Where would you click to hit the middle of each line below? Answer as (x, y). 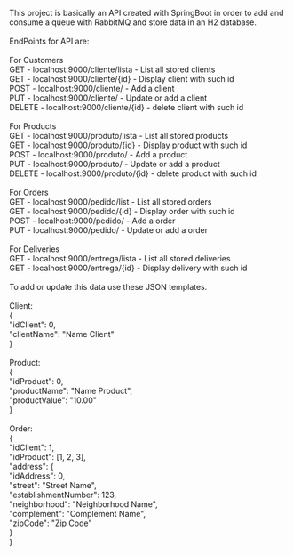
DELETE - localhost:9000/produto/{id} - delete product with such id (133, 173)
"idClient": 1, (32, 447)
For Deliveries (35, 249)
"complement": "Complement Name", (78, 514)
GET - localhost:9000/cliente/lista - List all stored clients (112, 69)
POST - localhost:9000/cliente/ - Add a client (92, 88)
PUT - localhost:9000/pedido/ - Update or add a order (109, 230)
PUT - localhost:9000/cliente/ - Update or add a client (108, 98)
